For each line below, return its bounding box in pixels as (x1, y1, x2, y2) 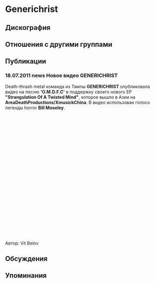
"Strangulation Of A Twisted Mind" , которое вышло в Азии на (5, 94, 136, 100)
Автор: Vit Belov (5, 240, 39, 246)
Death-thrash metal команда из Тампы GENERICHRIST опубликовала (5, 83, 150, 89)
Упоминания (5, 272, 47, 280)
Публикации (5, 57, 46, 66)
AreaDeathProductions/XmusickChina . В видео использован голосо (5, 99, 151, 105)
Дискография (5, 23, 51, 32)
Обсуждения (5, 255, 48, 263)
